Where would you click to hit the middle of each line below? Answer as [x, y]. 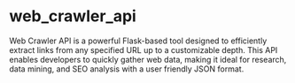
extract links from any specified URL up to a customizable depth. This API [144, 49]
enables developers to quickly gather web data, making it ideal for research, [148, 59]
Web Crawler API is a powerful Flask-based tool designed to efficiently [138, 41]
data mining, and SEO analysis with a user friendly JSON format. [127, 69]
